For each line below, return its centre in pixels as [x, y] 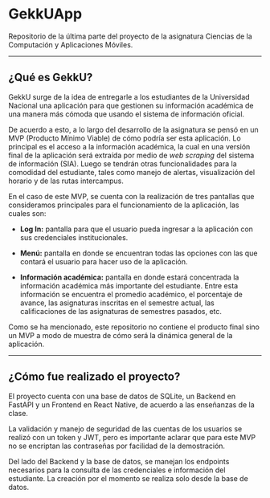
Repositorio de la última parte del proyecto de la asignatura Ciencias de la [131, 36]
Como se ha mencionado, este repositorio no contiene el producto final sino [134, 327]
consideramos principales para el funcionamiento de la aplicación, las [124, 205]
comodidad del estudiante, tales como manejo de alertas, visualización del [132, 172]
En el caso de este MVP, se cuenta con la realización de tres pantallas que [131, 196]
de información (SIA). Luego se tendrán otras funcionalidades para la [123, 163]
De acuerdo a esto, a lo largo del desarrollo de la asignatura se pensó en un [133, 129]
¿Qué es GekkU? [51, 78]
